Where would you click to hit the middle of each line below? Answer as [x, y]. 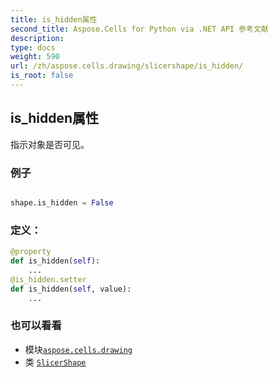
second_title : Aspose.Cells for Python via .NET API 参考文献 [139, 29]
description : [37, 38]
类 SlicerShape [55, 362]
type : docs [33, 47]
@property [31, 252]
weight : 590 [35, 57]
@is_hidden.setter [48, 279]
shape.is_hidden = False [62, 202]
